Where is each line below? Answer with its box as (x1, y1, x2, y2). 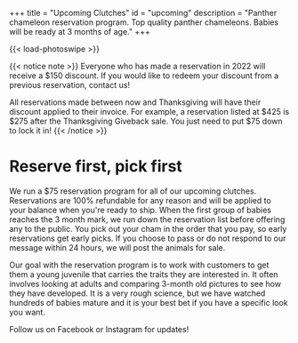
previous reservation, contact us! (9, 80, 131, 90)
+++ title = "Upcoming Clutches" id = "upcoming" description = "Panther (9, 8, 278, 18)
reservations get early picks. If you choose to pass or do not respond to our (9, 233, 286, 243)
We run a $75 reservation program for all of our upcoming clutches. (9, 186, 257, 196)
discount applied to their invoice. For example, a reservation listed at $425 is (9, 107, 290, 116)
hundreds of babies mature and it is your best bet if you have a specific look (9, 297, 288, 307)
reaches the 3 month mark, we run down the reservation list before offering (9, 213, 286, 225)
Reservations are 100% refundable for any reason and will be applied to (9, 195, 271, 205)
